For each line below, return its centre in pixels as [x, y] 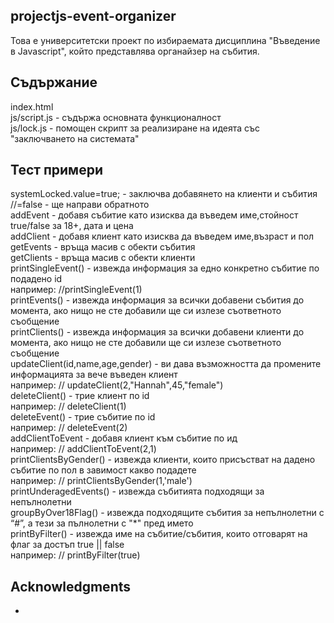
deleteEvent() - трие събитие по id [83, 417]
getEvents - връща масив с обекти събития [103, 247]
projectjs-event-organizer [93, 16]
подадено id [36, 279]
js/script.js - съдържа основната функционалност [116, 117]
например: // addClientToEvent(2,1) [83, 449]
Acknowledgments [71, 586]
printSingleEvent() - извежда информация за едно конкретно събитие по [165, 268]
